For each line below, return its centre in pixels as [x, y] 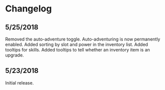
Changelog [28, 9]
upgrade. [14, 55]
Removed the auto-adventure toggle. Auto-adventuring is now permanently [83, 39]
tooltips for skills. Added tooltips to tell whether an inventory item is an [77, 50]
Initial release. [19, 82]
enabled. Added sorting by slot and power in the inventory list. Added [77, 44]
